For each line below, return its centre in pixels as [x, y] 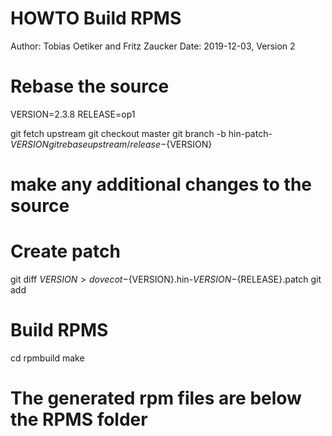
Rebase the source [90, 86]
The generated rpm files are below [156, 398]
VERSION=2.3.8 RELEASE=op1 [73, 114]
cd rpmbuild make [47, 358]
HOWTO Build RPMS [96, 18]
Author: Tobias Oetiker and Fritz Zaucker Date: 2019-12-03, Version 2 [153, 46]
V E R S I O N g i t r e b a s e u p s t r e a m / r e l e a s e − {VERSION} [111, 144]
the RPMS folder [79, 419]
